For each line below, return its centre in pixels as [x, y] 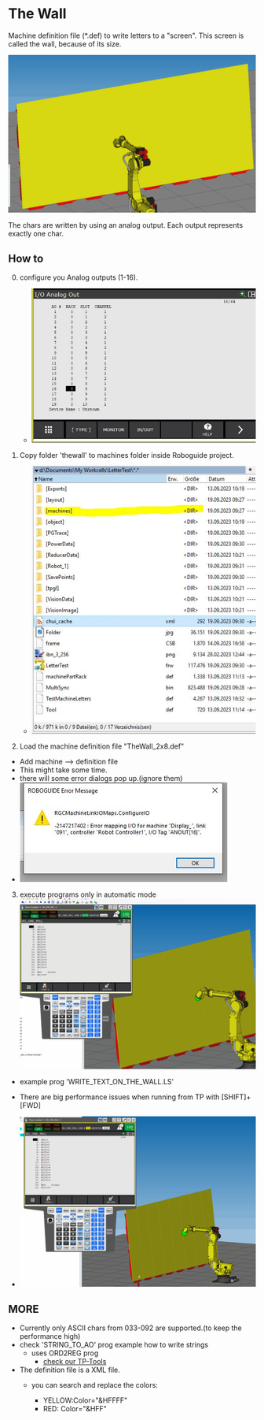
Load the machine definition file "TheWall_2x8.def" [102, 746]
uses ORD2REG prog [65, 1353]
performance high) [50, 1336]
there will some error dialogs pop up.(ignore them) [101, 779]
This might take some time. [63, 770]
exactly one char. [36, 234]
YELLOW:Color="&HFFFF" [85, 1400]
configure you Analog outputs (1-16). [79, 277]
